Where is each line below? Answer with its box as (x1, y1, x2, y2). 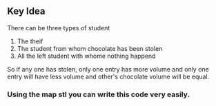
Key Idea (7, 6, 46, 17)
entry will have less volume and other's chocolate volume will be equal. (7, 72, 210, 81)
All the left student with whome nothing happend (17, 52, 156, 60)
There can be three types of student (7, 23, 110, 32)
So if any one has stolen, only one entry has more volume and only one (7, 65, 209, 73)
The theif (17, 37, 43, 45)
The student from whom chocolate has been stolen (17, 44, 163, 52)
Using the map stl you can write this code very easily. (7, 89, 190, 99)
